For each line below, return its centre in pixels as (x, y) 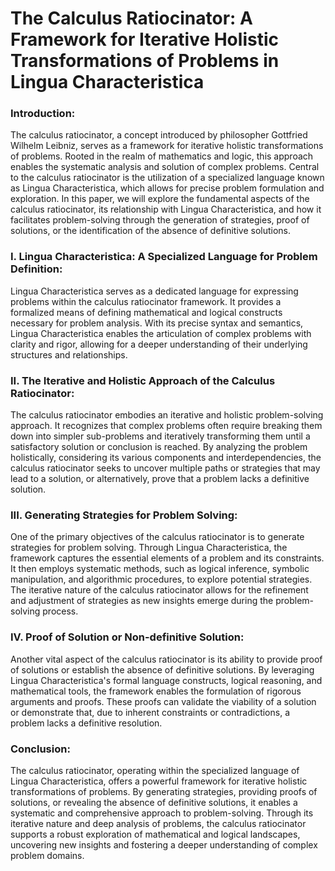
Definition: (36, 269)
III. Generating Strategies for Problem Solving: (124, 515)
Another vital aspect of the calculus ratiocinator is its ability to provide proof (166, 659)
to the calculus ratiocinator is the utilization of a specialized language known (167, 178)
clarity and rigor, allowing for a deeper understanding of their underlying (159, 344)
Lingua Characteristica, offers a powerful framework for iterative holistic (159, 781)
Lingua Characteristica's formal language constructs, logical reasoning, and (166, 680)
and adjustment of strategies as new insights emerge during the (142, 601)
